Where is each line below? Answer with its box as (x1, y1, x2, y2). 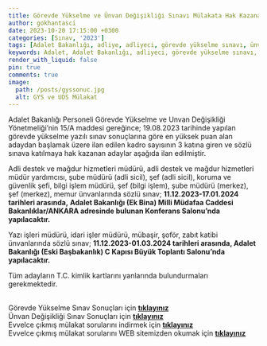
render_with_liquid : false (8, 56, 98, 64)
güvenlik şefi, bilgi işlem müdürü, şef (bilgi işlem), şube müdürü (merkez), (8, 181, 249, 191)
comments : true (8, 71, 59, 79)
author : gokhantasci (8, 19, 77, 27)
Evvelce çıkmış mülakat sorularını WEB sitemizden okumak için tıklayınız (8, 329, 246, 338)
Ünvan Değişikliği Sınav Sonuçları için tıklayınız (8, 312, 164, 321)
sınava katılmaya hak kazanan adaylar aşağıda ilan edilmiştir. (8, 149, 207, 158)
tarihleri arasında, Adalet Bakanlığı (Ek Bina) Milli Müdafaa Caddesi (8, 198, 234, 208)
